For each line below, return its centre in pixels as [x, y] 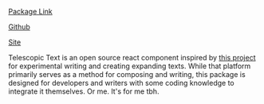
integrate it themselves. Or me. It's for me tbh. [84, 91]
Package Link [31, 12]
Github [19, 27]
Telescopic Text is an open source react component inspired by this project [132, 58]
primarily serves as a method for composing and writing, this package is [127, 74]
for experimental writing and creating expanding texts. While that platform [130, 66]
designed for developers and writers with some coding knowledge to [121, 83]
